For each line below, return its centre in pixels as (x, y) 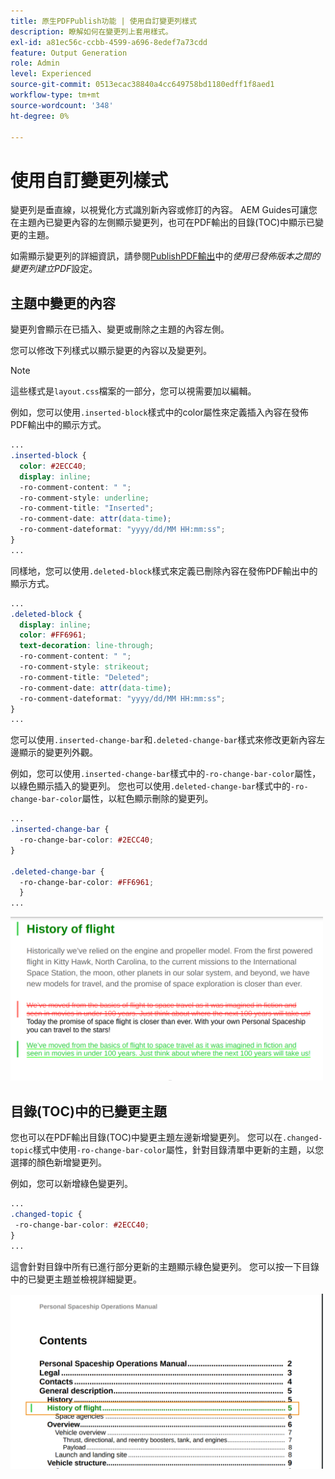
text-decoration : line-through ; (87, 646)
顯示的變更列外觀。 (58, 752)
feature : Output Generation (69, 53)
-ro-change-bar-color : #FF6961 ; (87, 882)
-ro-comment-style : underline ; (84, 498)
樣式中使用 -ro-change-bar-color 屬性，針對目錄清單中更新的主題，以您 (178, 1150)
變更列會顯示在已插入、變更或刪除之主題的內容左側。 (120, 329)
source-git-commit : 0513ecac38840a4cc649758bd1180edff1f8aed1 (142, 85)
